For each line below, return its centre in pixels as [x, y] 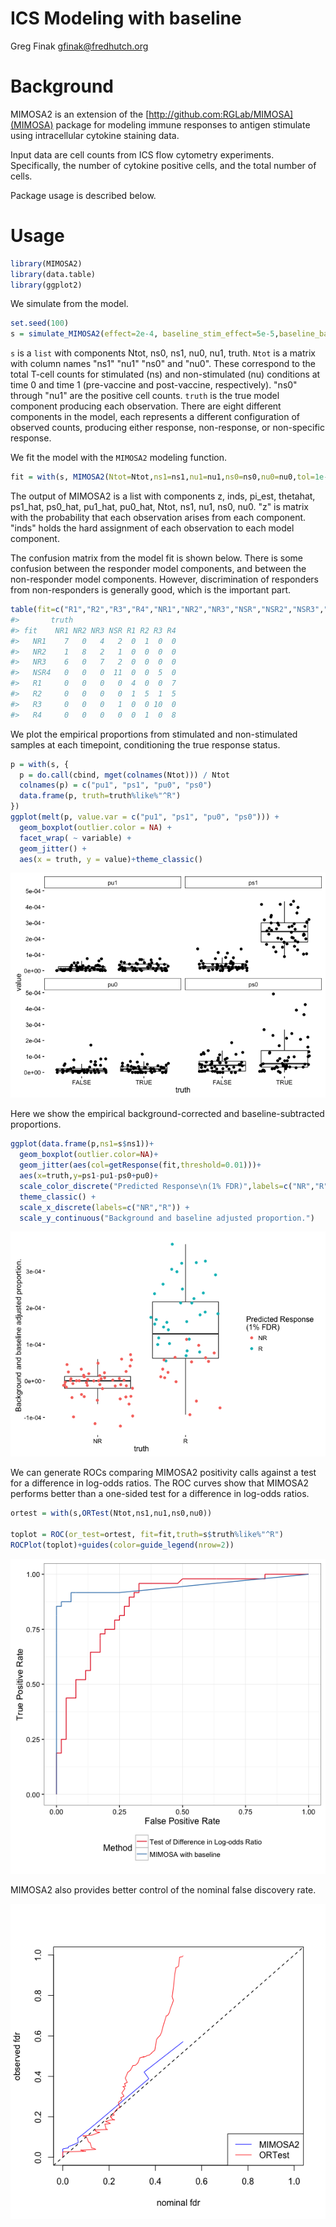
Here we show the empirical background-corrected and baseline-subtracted [167, 1114]
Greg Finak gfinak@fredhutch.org [79, 46]
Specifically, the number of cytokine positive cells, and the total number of [163, 165]
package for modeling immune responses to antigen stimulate [183, 124]
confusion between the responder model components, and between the [158, 569]
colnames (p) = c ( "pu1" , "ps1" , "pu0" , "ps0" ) [116, 785]
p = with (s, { [40, 764]
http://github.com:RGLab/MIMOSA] [221, 114]
